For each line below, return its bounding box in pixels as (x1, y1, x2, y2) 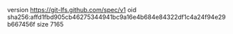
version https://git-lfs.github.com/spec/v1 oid (7, 6, 137, 14)
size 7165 (37, 20, 64, 28)
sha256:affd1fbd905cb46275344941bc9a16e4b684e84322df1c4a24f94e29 (7, 13, 226, 21)
